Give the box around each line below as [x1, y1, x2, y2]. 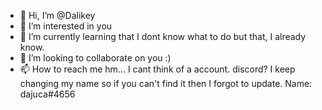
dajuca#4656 [19, 88, 76, 100]
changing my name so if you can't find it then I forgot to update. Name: [19, 78, 313, 89]
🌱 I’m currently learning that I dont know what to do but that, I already [19, 31, 307, 42]
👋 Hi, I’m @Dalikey [19, 10, 96, 21]
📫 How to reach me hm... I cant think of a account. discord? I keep [19, 63, 296, 75]
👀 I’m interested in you [19, 20, 113, 32]
